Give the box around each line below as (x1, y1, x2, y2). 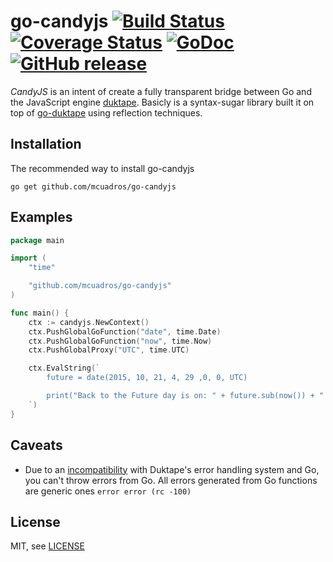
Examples (10, 209, 73, 226)
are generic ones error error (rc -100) (24, 485, 192, 497)
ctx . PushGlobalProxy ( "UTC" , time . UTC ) (28, 345, 190, 355)
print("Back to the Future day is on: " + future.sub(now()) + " (46, 391, 325, 401)
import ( (10, 253, 47, 264)
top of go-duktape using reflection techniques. (10, 106, 203, 119)
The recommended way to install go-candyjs (10, 162, 195, 174)
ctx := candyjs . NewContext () (28, 317, 150, 327)
